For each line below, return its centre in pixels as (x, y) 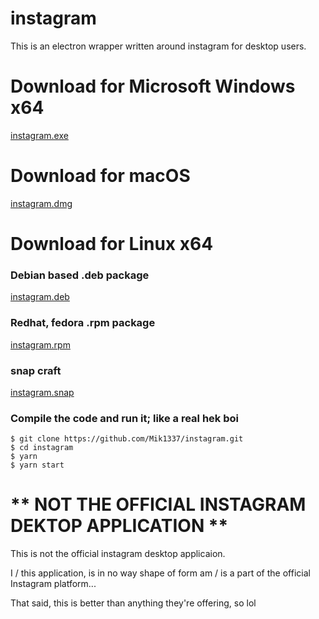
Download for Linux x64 (112, 244)
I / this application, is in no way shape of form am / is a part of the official (160, 573)
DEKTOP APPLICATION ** (119, 526)
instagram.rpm (40, 344)
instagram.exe (39, 135)
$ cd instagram (42, 448)
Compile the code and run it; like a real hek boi (124, 418)
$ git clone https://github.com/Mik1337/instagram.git (127, 439)
